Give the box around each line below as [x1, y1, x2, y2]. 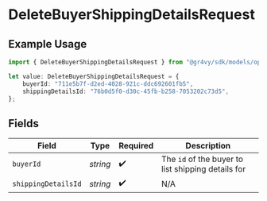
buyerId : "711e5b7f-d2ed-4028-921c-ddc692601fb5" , [22, 79, 194, 88]
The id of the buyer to [161, 153, 244, 164]
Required [118, 141, 154, 152]
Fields [8, 117, 40, 130]
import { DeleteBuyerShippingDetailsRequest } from [8, 58, 183, 66]
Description [185, 141, 231, 152]
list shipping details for [161, 164, 246, 175]
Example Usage [8, 37, 87, 51]
